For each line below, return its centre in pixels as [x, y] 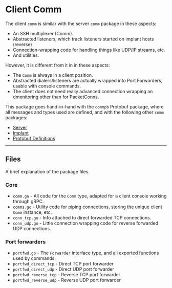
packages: [16, 117]
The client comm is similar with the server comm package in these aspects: [81, 24]
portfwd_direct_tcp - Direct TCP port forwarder [63, 264]
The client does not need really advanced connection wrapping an [83, 91]
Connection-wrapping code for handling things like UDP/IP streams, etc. [89, 50]
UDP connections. [32, 229]
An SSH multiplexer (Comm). [43, 33]
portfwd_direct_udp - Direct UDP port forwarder [63, 269]
